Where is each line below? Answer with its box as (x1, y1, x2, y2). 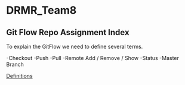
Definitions (6, 73, 33, 79)
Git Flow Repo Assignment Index (6, 27, 129, 37)
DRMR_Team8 (6, 4, 77, 17)
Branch (6, 61, 24, 68)
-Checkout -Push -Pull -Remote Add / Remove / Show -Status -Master (6, 55, 179, 61)
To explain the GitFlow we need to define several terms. (6, 43, 143, 50)
